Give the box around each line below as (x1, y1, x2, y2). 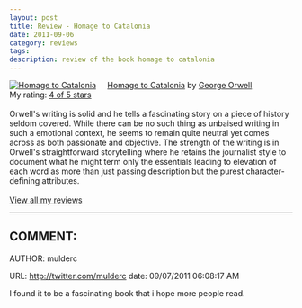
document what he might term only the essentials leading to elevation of (9, 157, 277, 167)
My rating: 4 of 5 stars (9, 89, 92, 100)
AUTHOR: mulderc (9, 253, 78, 264)
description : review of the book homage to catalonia (9, 55, 216, 64)
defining (9, 176, 40, 186)
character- (245, 166, 285, 177)
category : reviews (9, 38, 78, 48)
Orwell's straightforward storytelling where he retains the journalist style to (9, 147, 287, 158)
